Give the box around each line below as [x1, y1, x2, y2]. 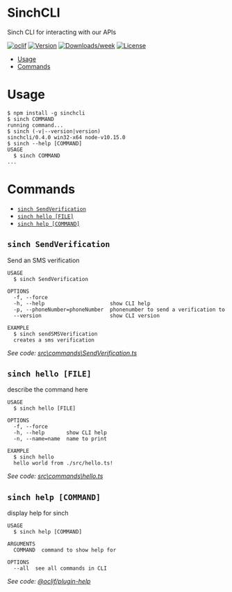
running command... [7, 122, 64, 129]
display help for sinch [7, 509, 69, 518]
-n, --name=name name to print [13, 435, 108, 442]
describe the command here [7, 385, 88, 394]
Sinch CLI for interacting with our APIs [7, 28, 117, 36]
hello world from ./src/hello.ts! [13, 460, 113, 467]
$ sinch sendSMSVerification [13, 330, 98, 337]
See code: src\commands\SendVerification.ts [7, 349, 138, 357]
